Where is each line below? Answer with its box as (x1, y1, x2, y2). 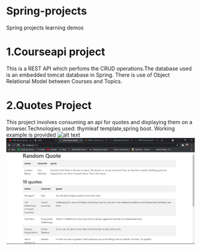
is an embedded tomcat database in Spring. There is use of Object (6, 71, 170, 79)
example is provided (6, 131, 56, 138)
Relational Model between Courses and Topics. (6, 77, 123, 85)
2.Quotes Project (6, 99, 92, 112)
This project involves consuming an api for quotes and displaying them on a (6, 118, 193, 125)
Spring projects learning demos (6, 24, 84, 31)
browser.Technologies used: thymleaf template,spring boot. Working (6, 125, 175, 132)
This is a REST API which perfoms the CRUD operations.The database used (6, 65, 192, 72)
